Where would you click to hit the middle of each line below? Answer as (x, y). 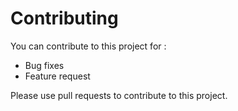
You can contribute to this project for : (88, 46)
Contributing (64, 18)
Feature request (57, 76)
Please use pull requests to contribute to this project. (119, 95)
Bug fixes (44, 65)
